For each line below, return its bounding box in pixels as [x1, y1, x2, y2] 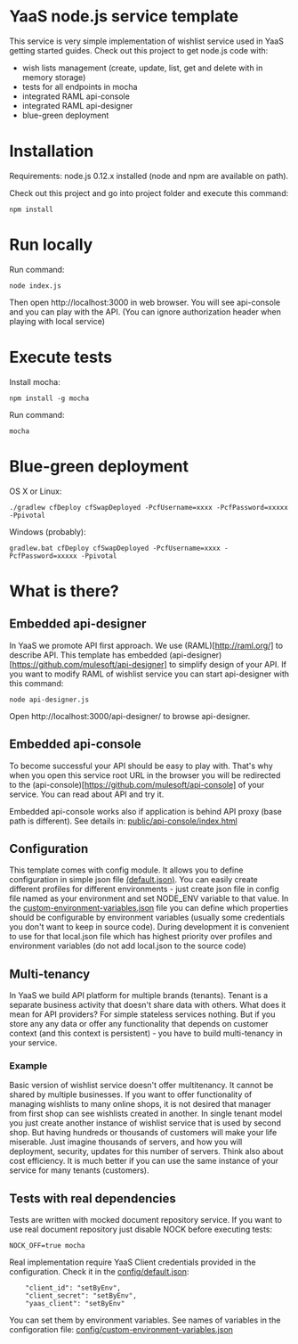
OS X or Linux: [9, 486, 62, 496]
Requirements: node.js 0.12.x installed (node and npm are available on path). [9, 170, 289, 181]
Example [9, 1060, 48, 1072]
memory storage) [21, 71, 86, 82]
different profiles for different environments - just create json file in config [9, 884, 280, 895]
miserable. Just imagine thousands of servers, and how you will [9, 1136, 243, 1147]
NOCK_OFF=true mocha [9, 1242, 86, 1250]
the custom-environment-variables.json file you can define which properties [9, 903, 289, 914]
